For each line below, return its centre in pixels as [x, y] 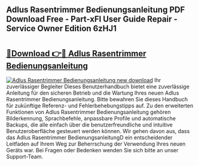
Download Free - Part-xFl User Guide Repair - [92, 19]
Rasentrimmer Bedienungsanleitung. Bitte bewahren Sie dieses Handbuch [97, 99]
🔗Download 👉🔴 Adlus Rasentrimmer [76, 53]
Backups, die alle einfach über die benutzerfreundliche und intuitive [90, 125]
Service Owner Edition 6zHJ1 [62, 28]
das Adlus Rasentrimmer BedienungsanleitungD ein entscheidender [89, 138]
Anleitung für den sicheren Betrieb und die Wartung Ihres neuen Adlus [93, 93]
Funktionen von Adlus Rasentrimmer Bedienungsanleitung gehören [89, 112]
